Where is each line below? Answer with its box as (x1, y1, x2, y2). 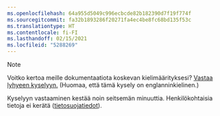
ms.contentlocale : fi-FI (7, 29, 78, 36)
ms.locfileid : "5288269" (7, 42, 78, 48)
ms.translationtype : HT (7, 23, 75, 29)
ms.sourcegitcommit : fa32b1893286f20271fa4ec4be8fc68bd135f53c (7, 16, 192, 23)
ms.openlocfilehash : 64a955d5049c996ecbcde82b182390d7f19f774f (7, 10, 192, 17)
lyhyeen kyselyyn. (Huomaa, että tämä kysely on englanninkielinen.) (7, 81, 199, 89)
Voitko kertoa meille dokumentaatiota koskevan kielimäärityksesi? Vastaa (7, 74, 213, 82)
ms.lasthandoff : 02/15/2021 (7, 35, 88, 42)
